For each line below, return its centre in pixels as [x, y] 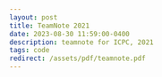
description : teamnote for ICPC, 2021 [81, 42]
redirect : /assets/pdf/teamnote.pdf [77, 58]
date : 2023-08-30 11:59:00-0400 [69, 34]
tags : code [30, 50]
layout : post [34, 17]
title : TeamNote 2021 [50, 26]
